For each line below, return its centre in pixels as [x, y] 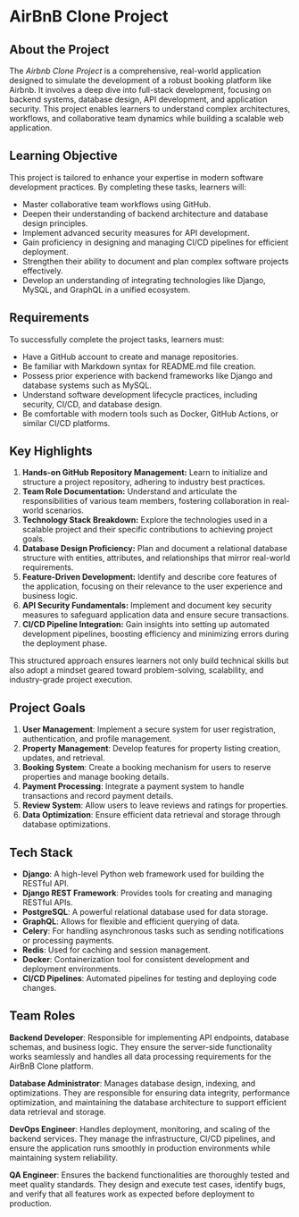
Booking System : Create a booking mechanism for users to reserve [146, 768]
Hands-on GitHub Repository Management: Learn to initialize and [145, 473]
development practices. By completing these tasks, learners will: [128, 187]
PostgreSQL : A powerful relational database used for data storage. [145, 912]
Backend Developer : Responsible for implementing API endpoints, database [149, 1037]
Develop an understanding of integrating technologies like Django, [144, 280]
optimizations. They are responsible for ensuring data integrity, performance [149, 1093]
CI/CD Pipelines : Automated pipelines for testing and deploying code [149, 978]
